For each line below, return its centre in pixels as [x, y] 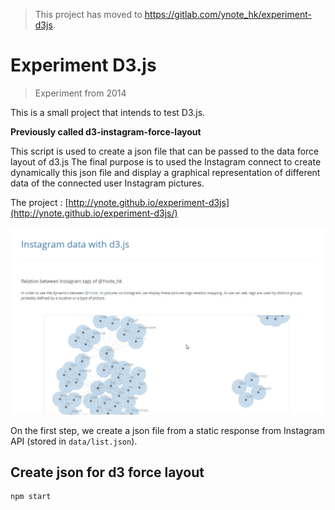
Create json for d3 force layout [107, 472]
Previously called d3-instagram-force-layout [106, 131]
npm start [31, 497]
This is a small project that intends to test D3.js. [108, 112]
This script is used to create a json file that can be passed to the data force [165, 151]
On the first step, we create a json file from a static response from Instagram [167, 430]
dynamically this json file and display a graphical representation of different [165, 172]
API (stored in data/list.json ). [74, 441]
